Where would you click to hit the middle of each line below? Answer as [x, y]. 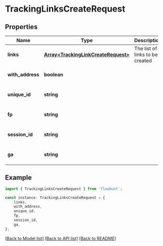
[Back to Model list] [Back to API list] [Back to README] [61, 238]
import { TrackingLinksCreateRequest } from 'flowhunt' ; [64, 189]
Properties [21, 27]
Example [18, 178]
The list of [146, 48]
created [143, 61]
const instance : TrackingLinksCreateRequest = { [55, 198]
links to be [146, 54]
